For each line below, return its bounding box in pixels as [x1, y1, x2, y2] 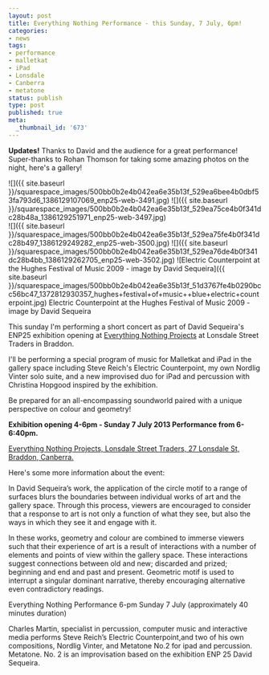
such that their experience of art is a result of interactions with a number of [8, 541, 257, 551]
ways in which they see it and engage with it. [8, 517, 157, 527]
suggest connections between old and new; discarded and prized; [8, 559, 228, 568]
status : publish [8, 94, 63, 102]
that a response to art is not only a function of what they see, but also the [8, 509, 251, 518]
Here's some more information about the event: [8, 467, 165, 478]
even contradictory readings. [8, 584, 104, 594]
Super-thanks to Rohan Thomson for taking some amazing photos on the [8, 154, 250, 164]
